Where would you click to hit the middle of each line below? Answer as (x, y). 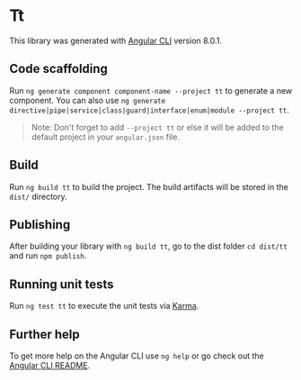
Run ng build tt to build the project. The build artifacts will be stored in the (149, 186)
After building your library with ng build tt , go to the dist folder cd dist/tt (148, 246)
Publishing (40, 225)
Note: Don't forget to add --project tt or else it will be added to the (158, 127)
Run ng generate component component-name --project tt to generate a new (151, 90)
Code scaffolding (58, 69)
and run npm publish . (48, 256)
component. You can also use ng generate (88, 100)
